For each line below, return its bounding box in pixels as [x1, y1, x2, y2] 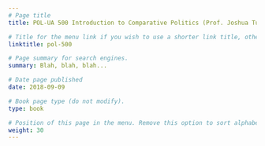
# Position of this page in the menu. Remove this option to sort [8, 119, 231, 126]
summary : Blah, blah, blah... [8, 62, 108, 70]
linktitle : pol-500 [8, 40, 73, 48]
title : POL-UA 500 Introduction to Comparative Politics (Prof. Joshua [8, 19, 248, 27]
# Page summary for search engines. [8, 54, 129, 63]
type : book [8, 104, 44, 112]
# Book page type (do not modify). [8, 97, 125, 105]
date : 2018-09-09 [8, 83, 65, 91]
